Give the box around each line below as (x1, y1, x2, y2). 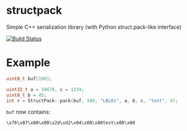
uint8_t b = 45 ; (6, 92, 47, 98)
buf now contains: (6, 108, 51, 115)
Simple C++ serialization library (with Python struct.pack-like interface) (6, 23, 182, 31)
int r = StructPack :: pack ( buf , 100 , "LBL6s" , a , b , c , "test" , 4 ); (6, 98, 179, 103)
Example (6, 56, 50, 69)
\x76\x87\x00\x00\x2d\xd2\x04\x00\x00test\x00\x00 (6, 120, 135, 126)
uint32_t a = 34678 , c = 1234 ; (6, 86, 85, 93)
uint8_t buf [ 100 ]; (6, 75, 52, 81)
